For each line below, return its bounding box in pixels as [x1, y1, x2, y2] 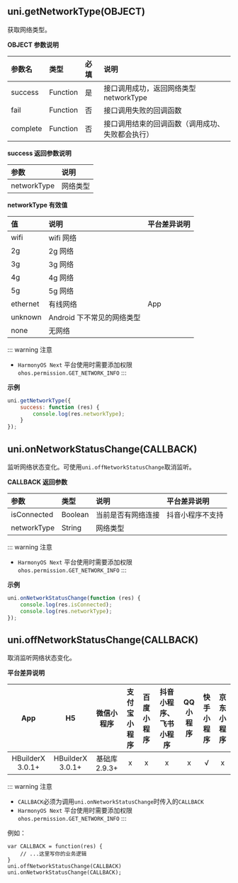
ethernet [11, 299, 40, 309]
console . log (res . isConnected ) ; [20, 601, 113, 608]
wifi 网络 [48, 233, 77, 243]
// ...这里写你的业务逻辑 [20, 850, 87, 858]
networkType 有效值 [7, 200, 68, 209]
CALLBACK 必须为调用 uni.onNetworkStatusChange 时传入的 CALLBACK [17, 797, 204, 806]
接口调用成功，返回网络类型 [103, 83, 196, 93]
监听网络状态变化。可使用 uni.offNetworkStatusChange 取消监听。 [7, 463, 196, 471]
